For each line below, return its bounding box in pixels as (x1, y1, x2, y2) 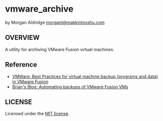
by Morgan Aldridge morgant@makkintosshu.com (5, 19, 105, 25)
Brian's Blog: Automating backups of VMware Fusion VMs (12, 84, 128, 89)
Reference (5, 61, 37, 69)
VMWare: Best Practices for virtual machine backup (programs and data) (12, 73, 158, 79)
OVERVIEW (5, 34, 40, 42)
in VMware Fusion (12, 79, 49, 85)
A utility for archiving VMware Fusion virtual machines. (5, 46, 114, 52)
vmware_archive (5, 3, 74, 15)
